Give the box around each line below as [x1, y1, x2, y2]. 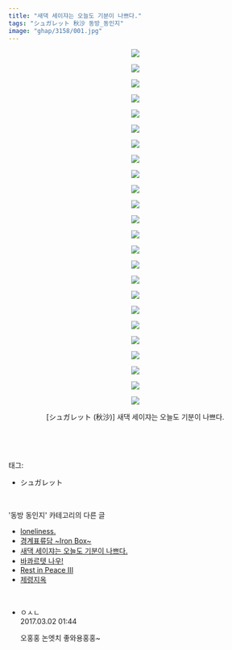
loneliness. [19, 527, 56, 536]
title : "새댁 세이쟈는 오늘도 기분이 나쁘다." [8, 11, 143, 20]
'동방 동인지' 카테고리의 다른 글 [8, 511, 106, 520]
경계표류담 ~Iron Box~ [19, 536, 92, 546]
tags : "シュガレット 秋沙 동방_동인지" [8, 19, 124, 27]
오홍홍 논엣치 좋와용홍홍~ [19, 633, 101, 643]
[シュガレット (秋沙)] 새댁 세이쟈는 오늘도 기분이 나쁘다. [46, 412, 225, 422]
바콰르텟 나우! [19, 557, 64, 566]
